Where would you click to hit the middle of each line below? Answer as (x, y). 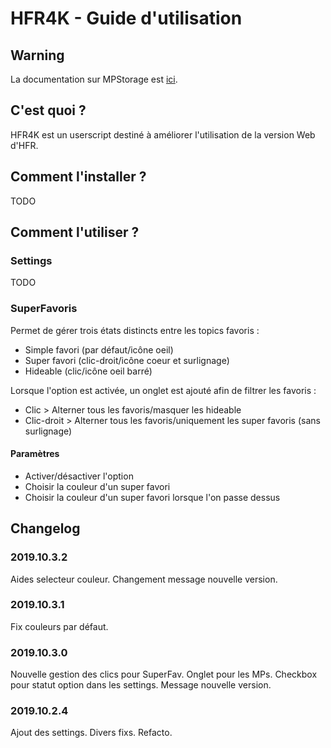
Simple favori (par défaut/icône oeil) (99, 349)
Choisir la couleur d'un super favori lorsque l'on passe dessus (152, 497)
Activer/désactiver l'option (79, 476)
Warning (37, 55)
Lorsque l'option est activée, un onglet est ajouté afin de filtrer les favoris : (163, 390)
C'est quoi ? (48, 110)
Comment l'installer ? (78, 177)
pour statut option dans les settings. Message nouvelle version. (141, 685)
